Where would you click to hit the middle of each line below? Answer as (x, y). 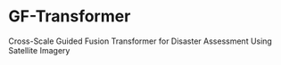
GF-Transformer (70, 16)
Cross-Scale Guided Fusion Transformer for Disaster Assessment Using (140, 41)
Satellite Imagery (39, 50)
